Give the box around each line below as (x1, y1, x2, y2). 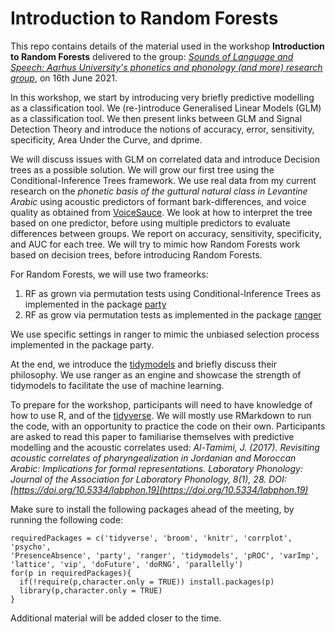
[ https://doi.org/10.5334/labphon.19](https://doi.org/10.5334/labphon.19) (10, 483, 309, 496)
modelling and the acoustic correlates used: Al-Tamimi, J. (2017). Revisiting (10, 441, 320, 453)
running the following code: (10, 513, 124, 526)
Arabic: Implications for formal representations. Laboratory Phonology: (10, 462, 303, 474)
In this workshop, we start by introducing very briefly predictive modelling (10, 91, 315, 103)
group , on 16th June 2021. (10, 72, 118, 84)
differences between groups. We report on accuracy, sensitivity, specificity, (10, 227, 322, 239)
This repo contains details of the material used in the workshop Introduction (10, 40, 325, 52)
